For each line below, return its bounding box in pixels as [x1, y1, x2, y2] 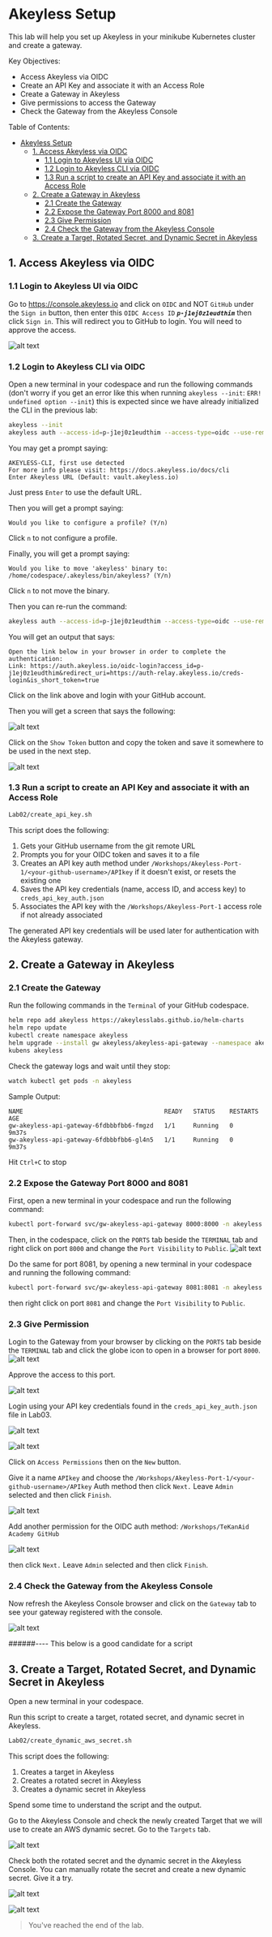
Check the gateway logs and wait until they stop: [8, 1061, 171, 1071]
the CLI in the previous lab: [8, 405, 98, 415]
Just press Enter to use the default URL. [8, 487, 142, 497]
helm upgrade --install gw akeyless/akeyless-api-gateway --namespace [8, 1039, 252, 1047]
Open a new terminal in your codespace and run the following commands [8, 379, 253, 389]
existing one [19, 875, 62, 885]
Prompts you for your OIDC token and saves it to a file [19, 849, 200, 859]
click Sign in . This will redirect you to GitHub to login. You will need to [8, 316, 242, 326]
